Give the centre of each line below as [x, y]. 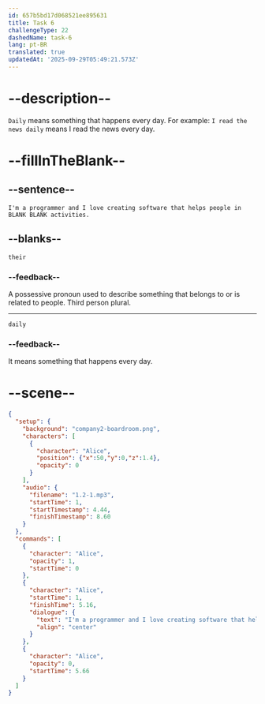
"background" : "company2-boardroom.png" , [91, 429]
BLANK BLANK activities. [49, 215]
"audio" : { [40, 487]
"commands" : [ [38, 539]
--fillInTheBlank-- [67, 161]
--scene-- [42, 393]
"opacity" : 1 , [52, 561]
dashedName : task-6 [40, 37]
